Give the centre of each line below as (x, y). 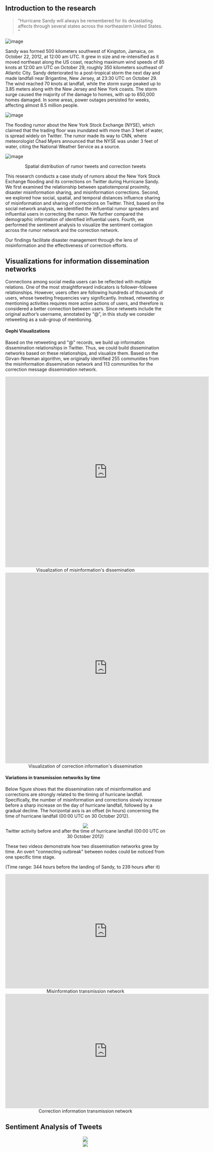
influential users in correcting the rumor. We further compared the (74, 214)
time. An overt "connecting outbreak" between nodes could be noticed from (85, 852)
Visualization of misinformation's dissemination (85, 570)
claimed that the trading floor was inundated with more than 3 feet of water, (84, 130)
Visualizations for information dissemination (77, 261)
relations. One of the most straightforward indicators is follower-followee (81, 287)
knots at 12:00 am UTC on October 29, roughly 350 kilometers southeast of (84, 67)
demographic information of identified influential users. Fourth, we (75, 219)
